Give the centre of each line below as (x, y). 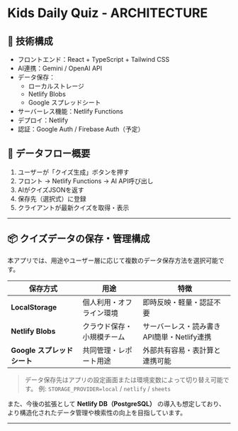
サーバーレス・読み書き (182, 326)
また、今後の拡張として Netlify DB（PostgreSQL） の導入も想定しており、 (116, 403)
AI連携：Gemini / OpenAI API (60, 68)
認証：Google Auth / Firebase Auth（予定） (81, 129)
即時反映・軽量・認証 (178, 302)
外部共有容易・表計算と (182, 350)
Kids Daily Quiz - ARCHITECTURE (108, 13)
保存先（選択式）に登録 (52, 198)
